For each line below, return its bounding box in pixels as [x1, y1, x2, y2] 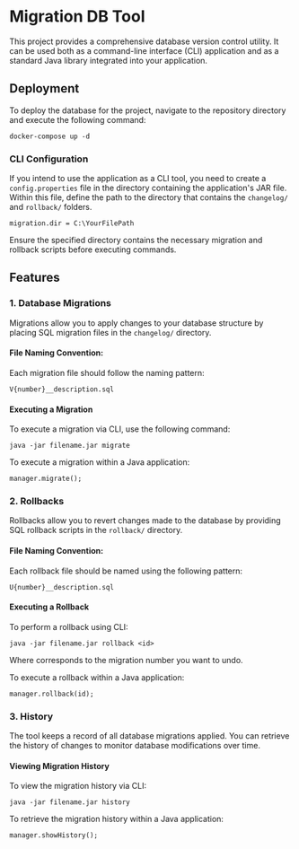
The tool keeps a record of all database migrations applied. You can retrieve [9, 731, 290, 741]
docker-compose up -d [9, 132, 91, 141]
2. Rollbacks [9, 495, 65, 508]
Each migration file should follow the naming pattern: [9, 367, 205, 378]
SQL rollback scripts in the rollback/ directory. [9, 525, 183, 536]
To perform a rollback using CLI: [9, 621, 128, 632]
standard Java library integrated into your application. [9, 55, 208, 66]
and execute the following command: [9, 114, 146, 125]
